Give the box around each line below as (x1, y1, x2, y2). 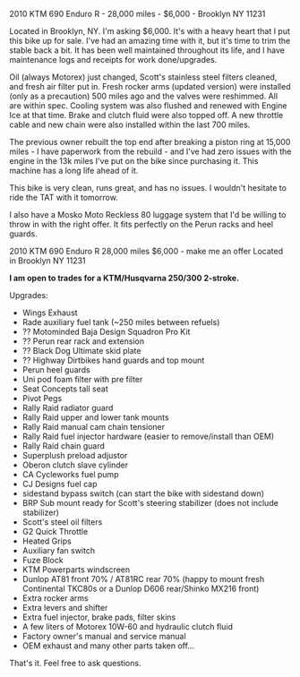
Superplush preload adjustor (21, 450, 128, 460)
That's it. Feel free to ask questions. (9, 658, 141, 668)
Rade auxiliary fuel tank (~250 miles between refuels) (21, 317, 220, 327)
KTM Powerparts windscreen (21, 564, 131, 575)
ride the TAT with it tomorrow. (9, 193, 118, 202)
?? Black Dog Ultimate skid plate (21, 346, 141, 356)
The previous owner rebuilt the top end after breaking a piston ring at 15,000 (9, 137, 291, 147)
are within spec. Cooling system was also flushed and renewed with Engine (9, 100, 287, 111)
